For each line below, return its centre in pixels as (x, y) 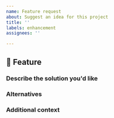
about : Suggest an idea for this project (57, 17)
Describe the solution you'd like (52, 78)
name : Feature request (34, 11)
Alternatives (24, 94)
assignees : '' (23, 33)
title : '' (18, 22)
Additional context (33, 110)
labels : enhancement (31, 28)
